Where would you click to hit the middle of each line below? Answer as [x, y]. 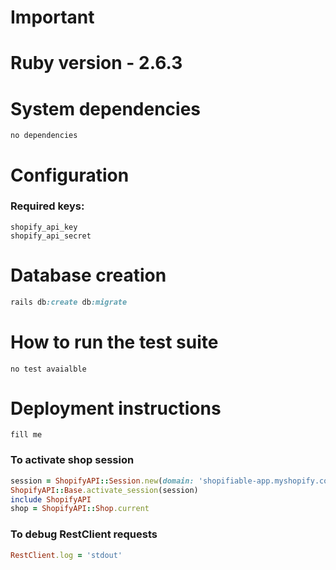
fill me [26, 435]
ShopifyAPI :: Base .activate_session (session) [104, 490]
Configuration [70, 175]
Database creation [88, 275]
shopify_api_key [44, 227]
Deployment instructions [116, 408]
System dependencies [105, 108]
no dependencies [44, 136]
